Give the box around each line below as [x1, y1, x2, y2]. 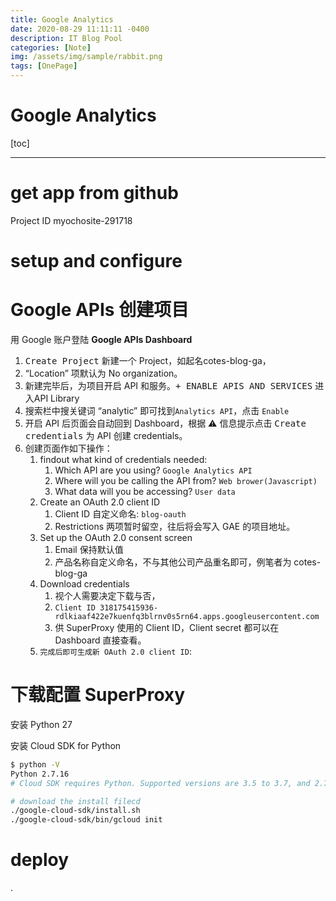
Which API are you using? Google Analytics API [54, 464, 253, 476]
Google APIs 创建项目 [10, 299, 190, 321]
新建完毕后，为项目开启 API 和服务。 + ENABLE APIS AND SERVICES [24, 380, 313, 391]
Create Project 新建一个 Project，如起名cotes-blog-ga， [24, 355, 272, 366]
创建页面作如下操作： [24, 442, 113, 454]
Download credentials [39, 578, 130, 590]
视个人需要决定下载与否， [54, 590, 161, 601]
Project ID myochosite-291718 [10, 214, 133, 226]
